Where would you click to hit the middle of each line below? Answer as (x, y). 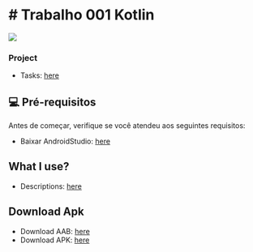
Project (23, 58)
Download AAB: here (55, 231)
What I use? (39, 167)
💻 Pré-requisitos (52, 102)
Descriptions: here (51, 186)
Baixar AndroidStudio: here (65, 141)
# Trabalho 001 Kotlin (81, 15)
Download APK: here (55, 240)
